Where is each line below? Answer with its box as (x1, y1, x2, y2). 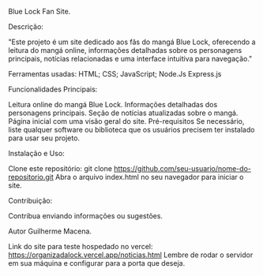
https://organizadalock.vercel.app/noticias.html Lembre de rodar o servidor (8, 250, 254, 259)
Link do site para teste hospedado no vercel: (8, 242, 153, 251)
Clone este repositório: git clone (8, 164, 113, 173)
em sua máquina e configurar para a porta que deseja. (8, 259, 186, 267)
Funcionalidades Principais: (8, 84, 98, 94)
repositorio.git (8, 173, 54, 181)
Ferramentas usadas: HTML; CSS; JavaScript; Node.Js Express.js (8, 69, 222, 78)
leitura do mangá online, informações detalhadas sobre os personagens (8, 46, 242, 54)
